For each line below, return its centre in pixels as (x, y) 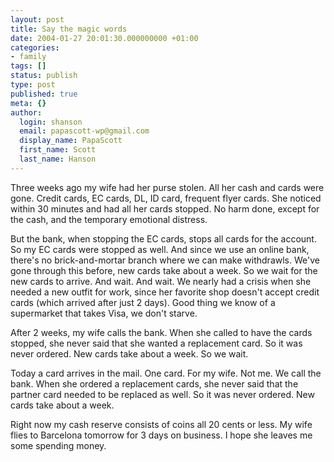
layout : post (37, 19)
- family (28, 57)
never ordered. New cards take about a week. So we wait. (129, 353)
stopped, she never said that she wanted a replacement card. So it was (156, 343)
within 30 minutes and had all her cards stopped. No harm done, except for (165, 208)
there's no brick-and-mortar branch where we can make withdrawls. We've (165, 260)
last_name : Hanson (58, 159)
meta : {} (28, 103)
